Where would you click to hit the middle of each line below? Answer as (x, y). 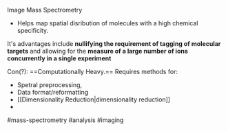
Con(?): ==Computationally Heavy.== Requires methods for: (92, 72)
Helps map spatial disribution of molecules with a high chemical (107, 23)
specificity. (33, 31)
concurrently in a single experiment (59, 58)
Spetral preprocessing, (50, 85)
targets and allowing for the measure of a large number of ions (97, 51)
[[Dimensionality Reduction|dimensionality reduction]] (94, 99)
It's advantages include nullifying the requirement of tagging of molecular (114, 44)
